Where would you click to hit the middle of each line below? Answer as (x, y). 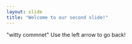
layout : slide (25, 12)
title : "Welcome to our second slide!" (57, 17)
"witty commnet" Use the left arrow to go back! (66, 34)
